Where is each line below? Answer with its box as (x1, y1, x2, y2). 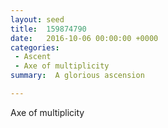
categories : (10, 42, 60, 53)
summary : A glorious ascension (10, 71, 145, 81)
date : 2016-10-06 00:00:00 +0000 (10, 33, 159, 43)
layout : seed (10, 14, 65, 25)
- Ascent (14, 52, 52, 62)
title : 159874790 (10, 24, 87, 34)
